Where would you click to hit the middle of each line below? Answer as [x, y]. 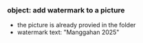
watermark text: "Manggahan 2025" [68, 32]
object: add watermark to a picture [66, 10]
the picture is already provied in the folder [76, 25]
